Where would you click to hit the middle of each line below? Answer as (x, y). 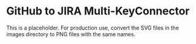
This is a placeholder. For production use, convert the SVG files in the (93, 28)
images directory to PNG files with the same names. (71, 34)
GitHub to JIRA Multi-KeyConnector (98, 11)
